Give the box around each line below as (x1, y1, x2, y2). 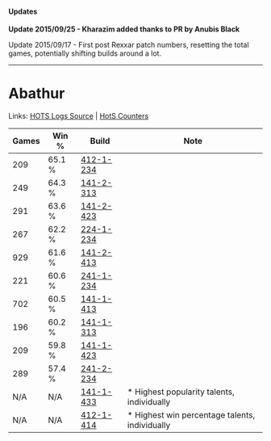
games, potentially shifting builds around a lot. (8, 48, 162, 58)
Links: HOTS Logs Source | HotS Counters (8, 111, 149, 121)
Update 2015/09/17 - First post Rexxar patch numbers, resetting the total (8, 40, 249, 50)
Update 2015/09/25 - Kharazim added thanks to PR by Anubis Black (8, 24, 240, 34)
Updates (8, 6, 38, 16)
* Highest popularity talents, (127, 386, 236, 397)
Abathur (8, 85, 65, 103)
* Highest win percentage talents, (127, 409, 256, 421)
